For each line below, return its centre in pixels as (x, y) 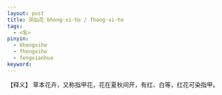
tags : (15, 26)
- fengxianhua (33, 58)
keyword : (20, 64)
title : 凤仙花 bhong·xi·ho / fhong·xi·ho (65, 20)
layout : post (26, 13)
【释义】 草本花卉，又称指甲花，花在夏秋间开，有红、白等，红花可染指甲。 (113, 84)
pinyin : (18, 39)
